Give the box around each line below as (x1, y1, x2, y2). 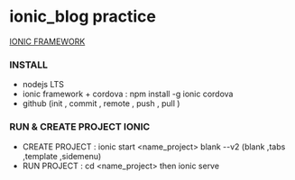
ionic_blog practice (9, 6, 156, 27)
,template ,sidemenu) (22, 150, 102, 161)
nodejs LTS (22, 79, 65, 90)
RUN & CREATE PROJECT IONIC (9, 121, 151, 133)
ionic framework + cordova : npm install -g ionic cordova (22, 88, 234, 100)
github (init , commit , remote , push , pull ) (22, 98, 180, 109)
